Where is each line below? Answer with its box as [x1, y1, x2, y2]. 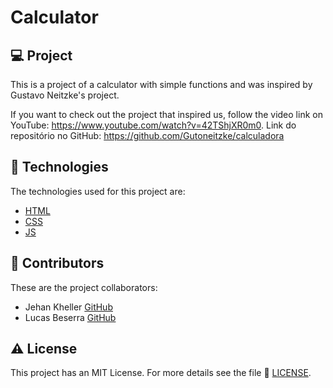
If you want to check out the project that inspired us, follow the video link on [10, 109, 323, 120]
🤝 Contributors [10, 255, 105, 272]
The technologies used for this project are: [10, 185, 186, 197]
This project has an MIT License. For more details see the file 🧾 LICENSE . [10, 367, 312, 379]
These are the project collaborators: [10, 281, 158, 293]
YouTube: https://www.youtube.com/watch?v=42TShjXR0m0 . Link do [10, 119, 297, 131]
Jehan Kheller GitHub [24, 301, 113, 313]
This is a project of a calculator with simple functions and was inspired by [10, 79, 313, 90]
